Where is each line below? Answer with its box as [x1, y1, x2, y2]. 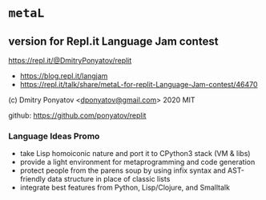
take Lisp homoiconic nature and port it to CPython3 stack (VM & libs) [19, 149, 251, 158]
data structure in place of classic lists [47, 174, 171, 184]
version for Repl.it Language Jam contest [8, 34, 219, 48]
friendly [19, 174, 46, 184]
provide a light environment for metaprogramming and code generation [19, 158, 256, 167]
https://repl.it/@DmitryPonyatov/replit [8, 56, 132, 65]
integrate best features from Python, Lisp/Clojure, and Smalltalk [19, 182, 231, 193]
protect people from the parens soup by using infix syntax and [19, 166, 226, 175]
